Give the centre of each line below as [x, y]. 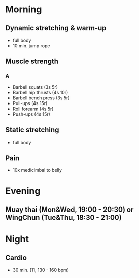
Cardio [16, 258]
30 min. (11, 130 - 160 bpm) [41, 270]
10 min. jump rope [31, 46]
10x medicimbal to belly [37, 170]
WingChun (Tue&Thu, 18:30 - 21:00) [63, 217]
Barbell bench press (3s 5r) [41, 98]
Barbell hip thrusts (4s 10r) [40, 92]
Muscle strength [32, 62]
